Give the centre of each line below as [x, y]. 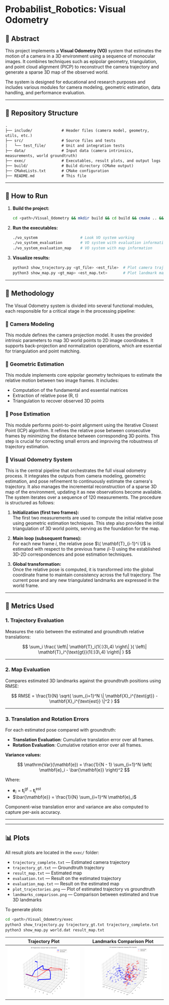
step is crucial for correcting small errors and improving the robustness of [82, 441]
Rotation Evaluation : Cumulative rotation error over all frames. [77, 745]
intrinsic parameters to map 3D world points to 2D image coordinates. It [79, 340]
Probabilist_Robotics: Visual [65, 9]
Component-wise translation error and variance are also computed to [77, 807]
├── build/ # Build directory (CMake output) [70, 166]
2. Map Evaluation [28, 670]
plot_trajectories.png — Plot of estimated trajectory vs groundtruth [84, 889]
